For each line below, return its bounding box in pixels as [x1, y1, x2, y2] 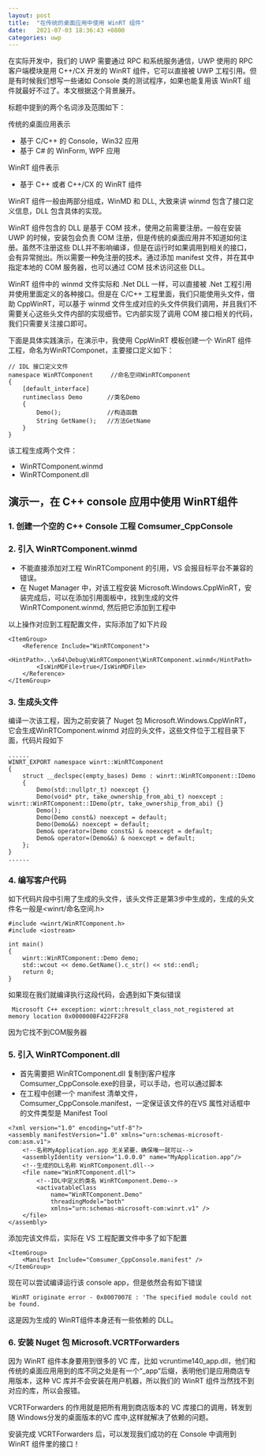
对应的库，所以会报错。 [8, 1386, 84, 1395]
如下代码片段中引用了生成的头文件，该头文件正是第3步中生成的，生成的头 [8, 894, 248, 904]
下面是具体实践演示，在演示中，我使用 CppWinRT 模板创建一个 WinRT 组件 [8, 336, 252, 345]
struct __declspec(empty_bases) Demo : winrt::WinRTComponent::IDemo [22, 772, 256, 781]
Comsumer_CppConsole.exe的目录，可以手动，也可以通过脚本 [19, 1078, 223, 1088]
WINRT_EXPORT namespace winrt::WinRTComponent [8, 758, 164, 766]
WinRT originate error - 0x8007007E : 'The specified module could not [11, 1293, 252, 1301]
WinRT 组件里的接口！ [8, 1439, 80, 1449]
